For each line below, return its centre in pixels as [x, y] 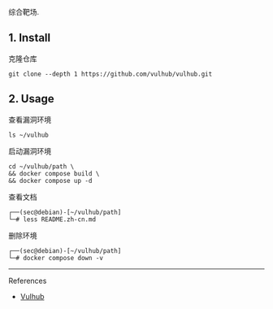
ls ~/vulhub [28, 135]
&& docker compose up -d [50, 181]
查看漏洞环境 [30, 120]
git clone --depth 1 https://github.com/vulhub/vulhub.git [110, 74]
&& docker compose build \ [54, 173]
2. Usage [31, 99]
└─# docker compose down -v [56, 258]
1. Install [30, 38]
